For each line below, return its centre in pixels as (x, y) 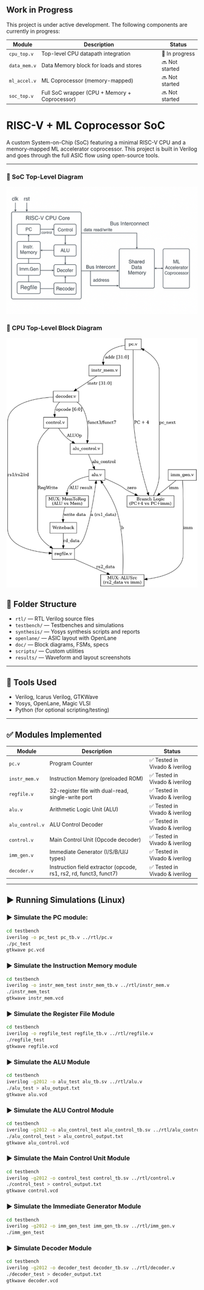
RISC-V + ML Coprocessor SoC (86, 125)
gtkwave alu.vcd (27, 1094)
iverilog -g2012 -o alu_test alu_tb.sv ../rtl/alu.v (74, 1082)
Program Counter (71, 763)
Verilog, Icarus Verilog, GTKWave (56, 697)
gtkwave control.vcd (32, 1191)
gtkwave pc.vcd (25, 950)
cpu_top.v (21, 54)
